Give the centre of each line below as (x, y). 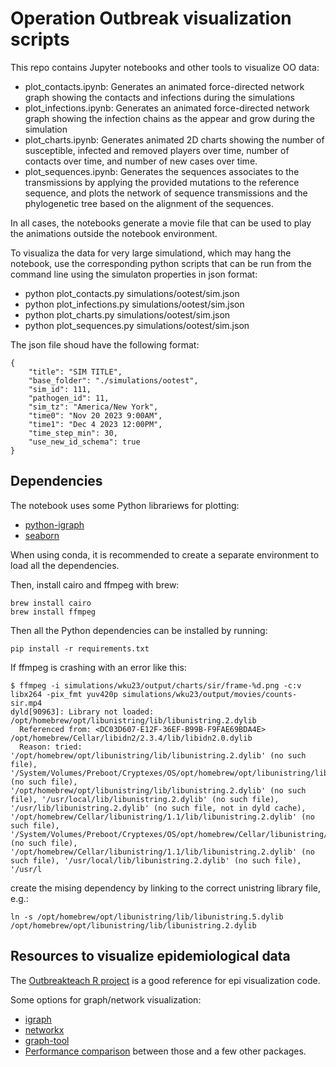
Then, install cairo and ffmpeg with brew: (95, 584)
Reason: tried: (51, 747)
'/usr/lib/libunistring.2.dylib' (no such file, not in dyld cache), (158, 808)
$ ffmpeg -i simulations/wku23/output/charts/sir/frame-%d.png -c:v (156, 685)
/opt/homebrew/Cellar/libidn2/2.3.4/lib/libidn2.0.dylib (131, 738)
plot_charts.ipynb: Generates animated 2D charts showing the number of (174, 139)
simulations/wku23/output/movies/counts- (209, 694)
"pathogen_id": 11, (69, 398)
